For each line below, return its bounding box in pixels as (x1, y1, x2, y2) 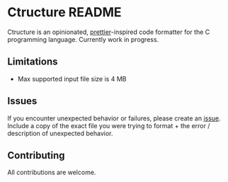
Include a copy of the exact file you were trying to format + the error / (7, 121, 210, 130)
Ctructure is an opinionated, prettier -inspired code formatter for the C (7, 28, 210, 36)
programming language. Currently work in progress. (7, 35, 159, 43)
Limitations (7, 56, 58, 68)
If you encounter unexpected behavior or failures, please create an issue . (7, 114, 221, 123)
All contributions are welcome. (7, 168, 96, 177)
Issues (7, 95, 38, 107)
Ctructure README (7, 4, 122, 21)
